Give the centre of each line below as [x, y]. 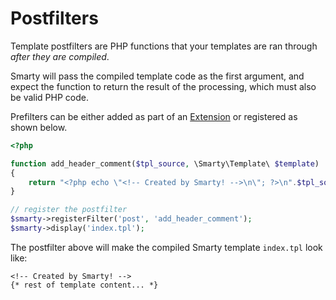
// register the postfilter [69, 210]
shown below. [39, 127]
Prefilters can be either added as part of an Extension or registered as [154, 116]
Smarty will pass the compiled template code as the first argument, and [157, 76]
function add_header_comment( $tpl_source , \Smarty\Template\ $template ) [165, 163]
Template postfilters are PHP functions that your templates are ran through [164, 46]
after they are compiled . [60, 56]
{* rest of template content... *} [84, 285]
